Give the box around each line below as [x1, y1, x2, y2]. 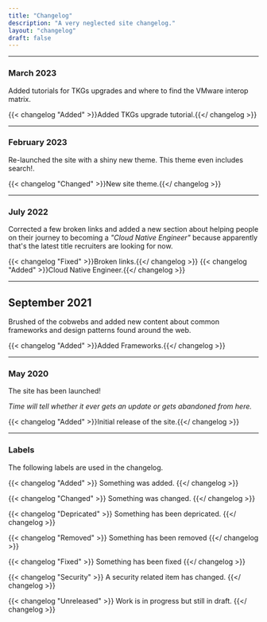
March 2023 [8, 68, 57, 79]
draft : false [8, 33, 52, 42]
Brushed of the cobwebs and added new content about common [8, 316, 220, 327]
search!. [8, 163, 35, 173]
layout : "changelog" [8, 26, 77, 34]
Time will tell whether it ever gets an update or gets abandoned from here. [8, 401, 253, 411]
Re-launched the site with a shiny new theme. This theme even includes [8, 155, 244, 164]
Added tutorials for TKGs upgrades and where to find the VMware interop [8, 85, 249, 96]
